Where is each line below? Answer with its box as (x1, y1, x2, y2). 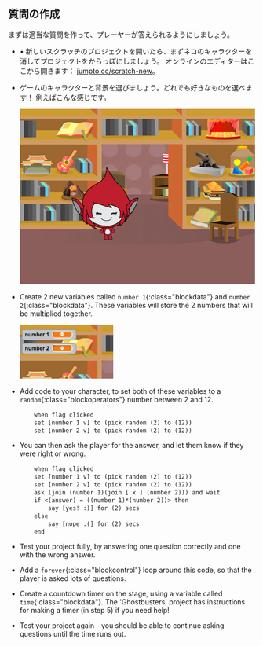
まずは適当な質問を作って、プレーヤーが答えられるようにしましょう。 (8, 30, 234, 39)
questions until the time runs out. (19, 629, 126, 638)
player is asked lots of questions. (19, 573, 126, 583)
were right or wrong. (19, 449, 86, 458)
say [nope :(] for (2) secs (48, 519, 140, 528)
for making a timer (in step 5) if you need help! (19, 605, 170, 615)
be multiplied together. (19, 309, 93, 318)
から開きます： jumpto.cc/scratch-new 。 (26, 66, 159, 75)
